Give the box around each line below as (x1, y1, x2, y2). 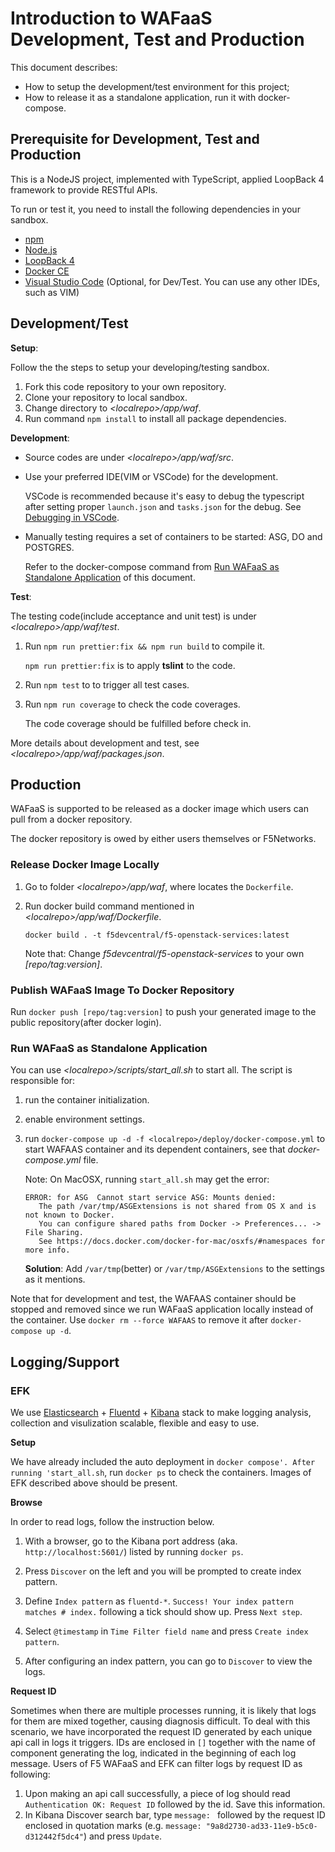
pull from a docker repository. (10, 813, 133, 826)
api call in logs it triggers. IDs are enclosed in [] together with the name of (10, 1736, 316, 1748)
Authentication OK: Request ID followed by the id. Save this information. (24, 1798, 326, 1810)
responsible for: (10, 1075, 76, 1087)
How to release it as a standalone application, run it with (24, 91, 257, 103)
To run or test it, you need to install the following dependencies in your (10, 203, 301, 215)
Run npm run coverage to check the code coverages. (24, 698, 241, 710)
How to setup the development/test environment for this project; (24, 80, 290, 92)
